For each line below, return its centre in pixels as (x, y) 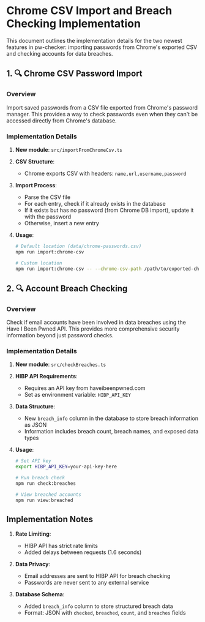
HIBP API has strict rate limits (61, 546)
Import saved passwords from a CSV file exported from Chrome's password (102, 107)
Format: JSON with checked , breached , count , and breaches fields (105, 613)
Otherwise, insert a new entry (62, 223)
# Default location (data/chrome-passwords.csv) (78, 246)
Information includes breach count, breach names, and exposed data (111, 432)
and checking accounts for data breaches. (60, 53)
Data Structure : (35, 407)
